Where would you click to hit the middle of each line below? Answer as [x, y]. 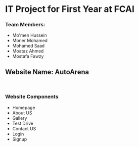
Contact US [24, 128]
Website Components [32, 97]
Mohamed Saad [28, 46]
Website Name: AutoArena [47, 72]
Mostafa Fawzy [28, 56]
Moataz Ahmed [28, 51]
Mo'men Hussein [29, 35]
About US [22, 113]
